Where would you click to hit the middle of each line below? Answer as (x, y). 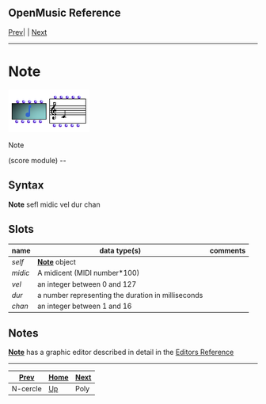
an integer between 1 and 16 (84, 306)
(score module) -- (37, 160)
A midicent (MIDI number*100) (88, 273)
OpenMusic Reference (65, 13)
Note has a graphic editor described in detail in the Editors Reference (121, 353)
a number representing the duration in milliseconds (120, 295)
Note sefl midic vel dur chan (54, 204)
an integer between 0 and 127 (87, 284)
